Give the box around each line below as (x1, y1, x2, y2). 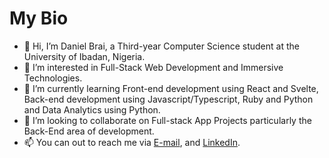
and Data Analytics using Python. (23, 103, 161, 116)
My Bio (9, 7, 69, 30)
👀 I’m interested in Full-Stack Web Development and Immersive (23, 61, 284, 73)
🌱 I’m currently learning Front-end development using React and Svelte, (23, 82, 319, 94)
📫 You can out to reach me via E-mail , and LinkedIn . (23, 136, 241, 148)
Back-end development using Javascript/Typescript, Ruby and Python (23, 93, 314, 105)
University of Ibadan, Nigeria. (23, 50, 146, 62)
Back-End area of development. (23, 125, 155, 137)
